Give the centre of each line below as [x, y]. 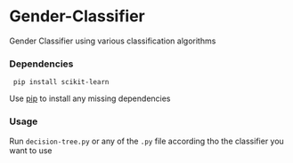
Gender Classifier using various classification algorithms [113, 41]
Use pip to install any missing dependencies [90, 98]
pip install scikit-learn [61, 82]
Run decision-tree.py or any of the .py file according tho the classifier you [147, 141]
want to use [31, 150]
